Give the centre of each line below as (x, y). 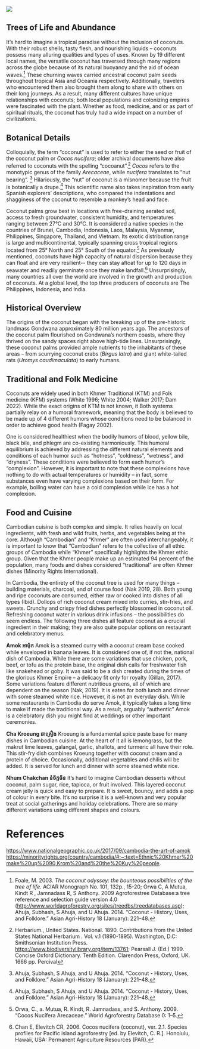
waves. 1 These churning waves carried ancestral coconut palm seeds (92, 74)
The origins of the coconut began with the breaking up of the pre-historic (96, 322)
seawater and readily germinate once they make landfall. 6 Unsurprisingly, (96, 270)
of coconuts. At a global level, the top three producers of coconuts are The (98, 283)
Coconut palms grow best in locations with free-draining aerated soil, (91, 211)
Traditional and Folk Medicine (62, 379)
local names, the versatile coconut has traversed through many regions (93, 61)
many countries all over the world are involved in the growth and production (99, 276)
